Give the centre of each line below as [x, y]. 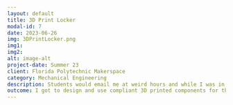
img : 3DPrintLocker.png [42, 39]
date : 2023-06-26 [32, 33]
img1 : [15, 46]
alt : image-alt [29, 59]
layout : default [31, 13]
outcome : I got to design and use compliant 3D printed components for [113, 90]
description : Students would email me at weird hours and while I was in [116, 84]
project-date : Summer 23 [43, 65]
